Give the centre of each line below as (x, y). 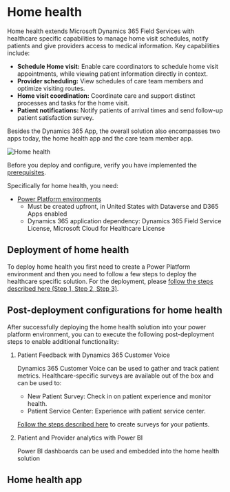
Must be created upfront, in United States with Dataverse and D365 (123, 206)
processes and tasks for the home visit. (73, 103)
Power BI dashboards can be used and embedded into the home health (118, 451)
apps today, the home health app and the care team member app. (100, 138)
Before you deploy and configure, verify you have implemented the (102, 165)
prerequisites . (27, 172)
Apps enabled (47, 214)
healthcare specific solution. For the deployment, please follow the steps (110, 281)
